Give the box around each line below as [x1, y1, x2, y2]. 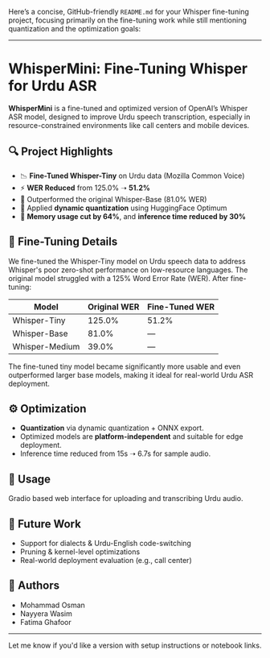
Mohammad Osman [19, 600, 86, 610]
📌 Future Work [8, 517, 82, 531]
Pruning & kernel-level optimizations [19, 547, 141, 557]
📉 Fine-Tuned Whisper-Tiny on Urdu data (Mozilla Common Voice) [19, 171, 245, 180]
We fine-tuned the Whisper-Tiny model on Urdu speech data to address [8, 256, 247, 266]
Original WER [88, 301, 140, 312]
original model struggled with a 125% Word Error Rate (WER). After [8, 273, 229, 283]
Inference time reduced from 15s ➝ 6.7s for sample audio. [19, 449, 211, 458]
